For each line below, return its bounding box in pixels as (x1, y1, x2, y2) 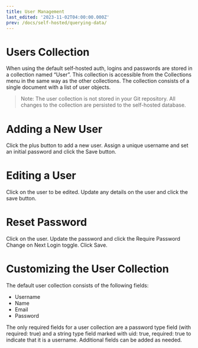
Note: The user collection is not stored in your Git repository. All (20, 95, 176, 103)
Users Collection (6, 45, 90, 59)
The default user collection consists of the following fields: (6, 282, 149, 289)
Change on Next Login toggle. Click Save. (6, 241, 108, 249)
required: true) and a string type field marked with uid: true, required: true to (6, 330, 191, 337)
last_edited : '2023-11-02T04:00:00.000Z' (6, 14, 110, 20)
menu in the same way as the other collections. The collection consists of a (6, 78, 190, 85)
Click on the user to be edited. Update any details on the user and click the (6, 189, 188, 196)
